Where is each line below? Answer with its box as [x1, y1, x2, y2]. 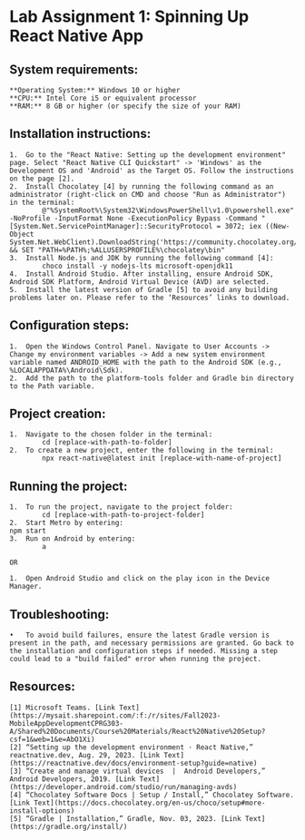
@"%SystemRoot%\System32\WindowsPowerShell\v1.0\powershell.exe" [42, 206, 295, 215]
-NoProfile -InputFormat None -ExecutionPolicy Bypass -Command [9, 213, 258, 223]
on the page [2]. [9, 174, 75, 183]
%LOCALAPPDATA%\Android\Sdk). [9, 366, 124, 375]
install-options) [9, 806, 75, 816]
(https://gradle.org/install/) [9, 822, 128, 831]
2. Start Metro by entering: [9, 519, 124, 528]
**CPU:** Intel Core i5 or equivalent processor [9, 93, 197, 103]
